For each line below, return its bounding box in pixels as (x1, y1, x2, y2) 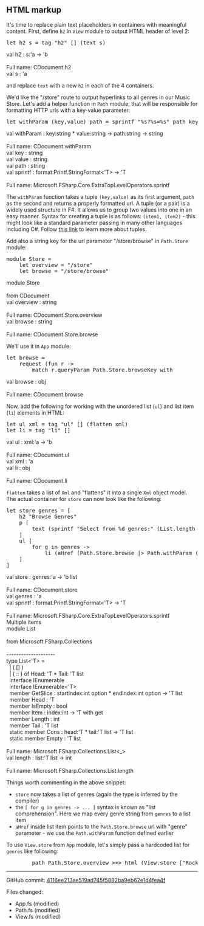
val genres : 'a (6, 592, 42, 599)
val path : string (6, 162, 46, 169)
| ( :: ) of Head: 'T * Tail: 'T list (8, 670, 84, 677)
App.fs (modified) (15, 900, 59, 907)
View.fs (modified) (15, 913, 61, 920)
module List (6, 624, 36, 632)
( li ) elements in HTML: (6, 409, 65, 416)
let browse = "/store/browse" (19, 268, 109, 274)
